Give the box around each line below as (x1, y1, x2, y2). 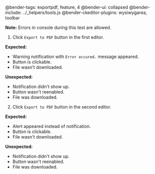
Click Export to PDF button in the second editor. (12, 104, 111, 109)
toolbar (5, 15, 20, 20)
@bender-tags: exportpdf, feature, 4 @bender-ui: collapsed (5, 4, 128, 10)
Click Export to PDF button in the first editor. (12, 34, 104, 40)
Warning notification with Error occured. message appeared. (12, 53, 139, 59)
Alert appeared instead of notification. (12, 123, 91, 129)
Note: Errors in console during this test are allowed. (5, 24, 111, 30)
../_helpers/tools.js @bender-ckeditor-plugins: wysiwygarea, (22, 9, 147, 15)
